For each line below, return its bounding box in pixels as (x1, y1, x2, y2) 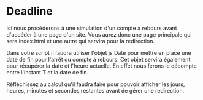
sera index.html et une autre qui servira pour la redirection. (6, 37, 155, 45)
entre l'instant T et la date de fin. (6, 68, 89, 76)
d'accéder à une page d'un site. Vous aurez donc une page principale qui (6, 30, 192, 38)
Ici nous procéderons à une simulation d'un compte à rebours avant (6, 24, 177, 32)
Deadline (6, 4, 53, 18)
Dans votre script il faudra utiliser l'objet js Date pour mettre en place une (6, 49, 191, 56)
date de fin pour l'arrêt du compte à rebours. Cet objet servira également (6, 55, 191, 63)
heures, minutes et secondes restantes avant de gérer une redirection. (6, 87, 185, 94)
